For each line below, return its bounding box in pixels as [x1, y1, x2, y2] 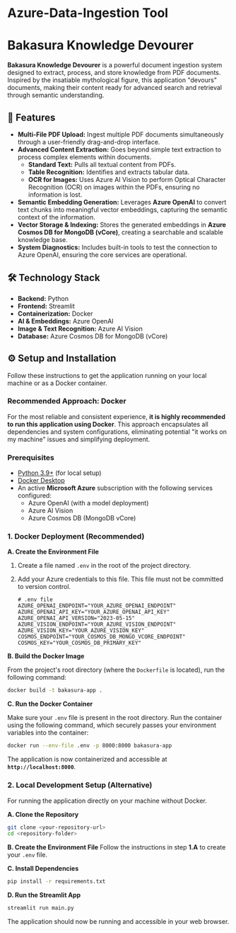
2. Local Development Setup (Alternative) [7, 780, 153, 790]
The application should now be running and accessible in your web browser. [7, 917, 230, 925]
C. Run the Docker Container [7, 699, 93, 709]
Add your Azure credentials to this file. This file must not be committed [17, 575, 224, 583]
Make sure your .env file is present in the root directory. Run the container [7, 714, 223, 722]
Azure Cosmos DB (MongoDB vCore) [28, 514, 136, 522]
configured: [17, 491, 52, 500]
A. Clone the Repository [7, 810, 79, 818]
